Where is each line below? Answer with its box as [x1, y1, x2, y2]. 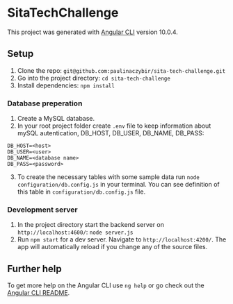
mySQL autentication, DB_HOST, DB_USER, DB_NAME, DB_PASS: [17, 129, 204, 137]
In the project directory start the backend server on [17, 221, 165, 229]
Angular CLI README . [7, 289, 70, 297]
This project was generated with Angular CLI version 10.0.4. [7, 28, 179, 36]
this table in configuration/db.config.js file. [17, 187, 146, 196]
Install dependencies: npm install [17, 81, 115, 90]
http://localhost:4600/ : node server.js [17, 228, 134, 237]
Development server [7, 205, 78, 214]
